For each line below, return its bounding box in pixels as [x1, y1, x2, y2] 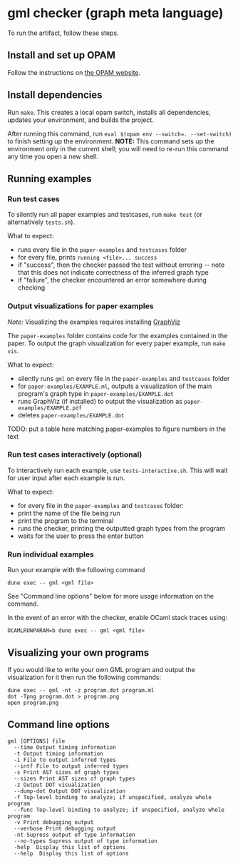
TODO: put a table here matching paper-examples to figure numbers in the [7, 425, 227, 433]
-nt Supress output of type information [14, 831, 135, 838]
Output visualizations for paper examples [7, 301, 154, 311]
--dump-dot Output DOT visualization [14, 787, 126, 795]
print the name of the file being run [17, 509, 120, 517]
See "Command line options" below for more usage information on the [7, 592, 214, 601]
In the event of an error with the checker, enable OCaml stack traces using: [7, 614, 228, 622]
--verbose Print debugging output [14, 825, 116, 832]
